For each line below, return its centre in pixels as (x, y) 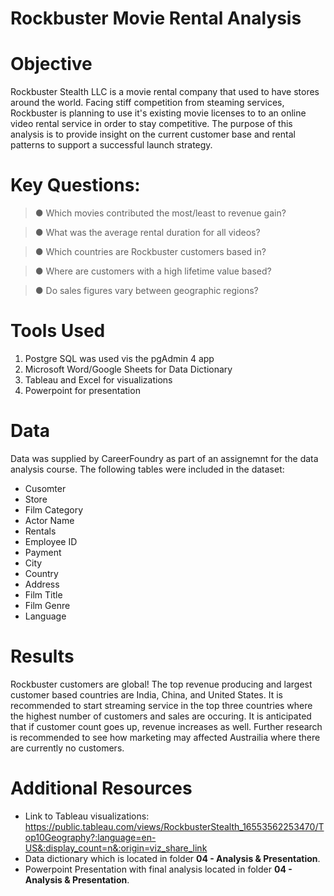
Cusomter (45, 488)
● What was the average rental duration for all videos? (147, 233)
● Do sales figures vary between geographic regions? (146, 291)
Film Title (43, 594)
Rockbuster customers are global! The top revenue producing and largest (161, 684)
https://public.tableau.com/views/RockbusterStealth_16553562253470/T (174, 826)
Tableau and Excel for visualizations (98, 380)
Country (41, 573)
